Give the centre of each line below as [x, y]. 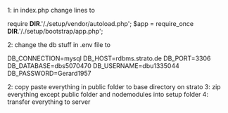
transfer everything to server [49, 102]
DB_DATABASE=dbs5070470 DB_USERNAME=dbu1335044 [93, 66]
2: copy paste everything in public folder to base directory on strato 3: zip [114, 87]
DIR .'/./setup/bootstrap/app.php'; [55, 31]
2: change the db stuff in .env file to [59, 45]
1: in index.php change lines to [51, 10]
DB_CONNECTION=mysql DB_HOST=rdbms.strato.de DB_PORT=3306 [109, 58]
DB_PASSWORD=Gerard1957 [49, 73]
